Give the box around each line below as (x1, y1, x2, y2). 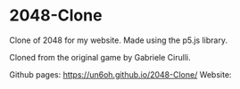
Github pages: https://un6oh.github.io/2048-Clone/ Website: (9, 69, 232, 80)
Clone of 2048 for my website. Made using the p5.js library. (9, 35, 228, 45)
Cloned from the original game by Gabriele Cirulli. (9, 52, 191, 62)
